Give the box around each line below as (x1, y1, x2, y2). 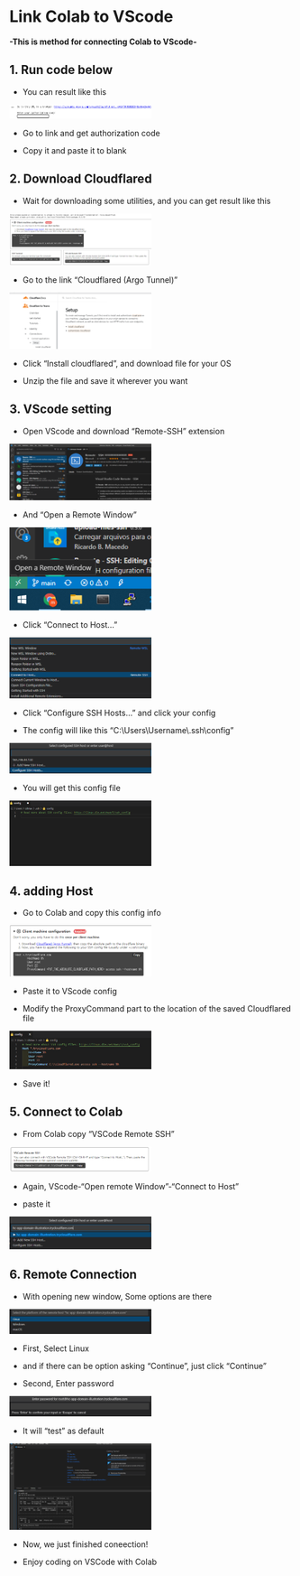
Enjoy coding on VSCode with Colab (22, 1556, 158, 1567)
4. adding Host (9, 883, 94, 899)
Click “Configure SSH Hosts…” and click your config (22, 707, 216, 718)
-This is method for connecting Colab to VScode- (9, 36, 197, 47)
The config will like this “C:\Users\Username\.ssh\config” (22, 724, 234, 735)
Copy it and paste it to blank (22, 145, 128, 155)
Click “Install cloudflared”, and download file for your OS (22, 359, 232, 369)
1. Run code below (9, 62, 114, 78)
